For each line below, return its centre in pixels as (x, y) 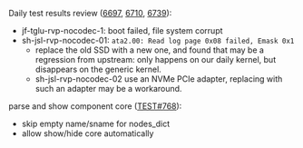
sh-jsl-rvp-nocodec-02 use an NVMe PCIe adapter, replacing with (159, 79)
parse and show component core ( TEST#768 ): (95, 106)
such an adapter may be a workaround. (108, 89)
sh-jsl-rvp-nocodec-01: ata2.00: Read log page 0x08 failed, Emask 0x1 (158, 40)
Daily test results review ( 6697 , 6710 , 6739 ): (90, 13)
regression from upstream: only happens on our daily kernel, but (156, 59)
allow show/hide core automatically (88, 133)
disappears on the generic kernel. (98, 69)
